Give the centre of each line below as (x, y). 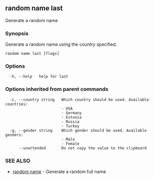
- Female (70, 144)
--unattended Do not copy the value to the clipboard (83, 148)
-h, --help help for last (39, 77)
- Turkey (70, 126)
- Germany (71, 113)
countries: (17, 104)
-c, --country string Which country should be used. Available (80, 100)
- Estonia (71, 117)
